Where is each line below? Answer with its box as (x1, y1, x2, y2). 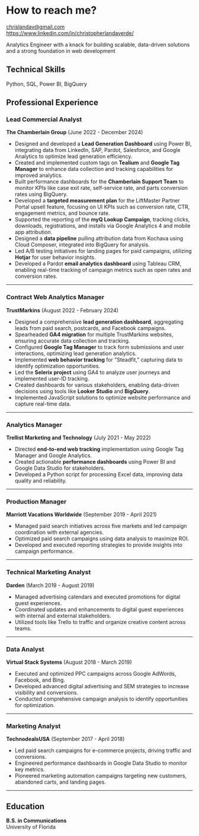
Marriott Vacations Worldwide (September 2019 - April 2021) (6, 511, 157, 518)
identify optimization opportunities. (14, 362, 101, 369)
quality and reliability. (14, 477, 67, 484)
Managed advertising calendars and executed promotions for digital (14, 593, 181, 600)
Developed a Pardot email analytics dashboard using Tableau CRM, (14, 260, 182, 267)
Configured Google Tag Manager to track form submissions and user (14, 343, 185, 350)
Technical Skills (6, 65, 66, 75)
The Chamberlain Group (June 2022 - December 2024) (6, 129, 143, 136)
